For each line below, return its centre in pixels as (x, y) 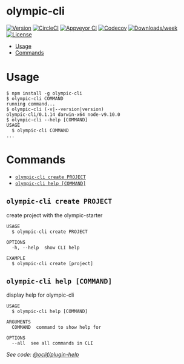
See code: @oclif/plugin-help (43, 355)
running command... (31, 104)
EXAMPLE (16, 258)
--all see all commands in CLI (53, 343)
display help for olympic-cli (40, 295)
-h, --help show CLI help (46, 248)
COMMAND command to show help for (57, 328)
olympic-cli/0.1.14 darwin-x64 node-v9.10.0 (63, 114)
